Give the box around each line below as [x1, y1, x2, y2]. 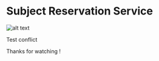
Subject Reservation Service [6, 4, 154, 18]
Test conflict [6, 36, 38, 43]
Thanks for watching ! [6, 47, 61, 55]
